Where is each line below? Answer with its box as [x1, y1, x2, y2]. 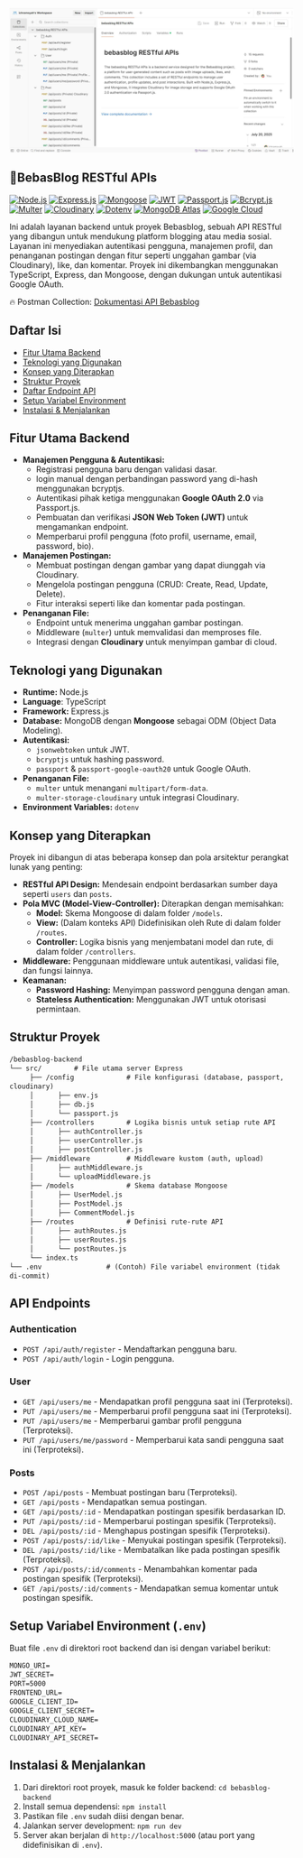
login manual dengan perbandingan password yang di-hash [35, 474, 259, 485]
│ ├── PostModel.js [29, 1199, 124, 1208]
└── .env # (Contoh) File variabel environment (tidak [9, 1262, 280, 1271]
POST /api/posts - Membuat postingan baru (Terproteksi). [22, 1487, 238, 1498]
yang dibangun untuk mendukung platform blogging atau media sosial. [9, 230, 272, 242]
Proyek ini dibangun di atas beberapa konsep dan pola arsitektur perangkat [9, 852, 289, 863]
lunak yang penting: [9, 862, 83, 872]
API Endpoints [9, 1296, 91, 1311]
